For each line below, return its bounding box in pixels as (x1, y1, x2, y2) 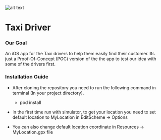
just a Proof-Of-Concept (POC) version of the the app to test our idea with (5, 56, 157, 62)
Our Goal (5, 39, 27, 46)
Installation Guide (5, 73, 49, 80)
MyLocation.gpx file (12, 129, 53, 135)
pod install (19, 99, 41, 105)
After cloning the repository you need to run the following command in (12, 84, 156, 91)
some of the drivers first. (5, 61, 56, 67)
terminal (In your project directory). (12, 90, 84, 96)
